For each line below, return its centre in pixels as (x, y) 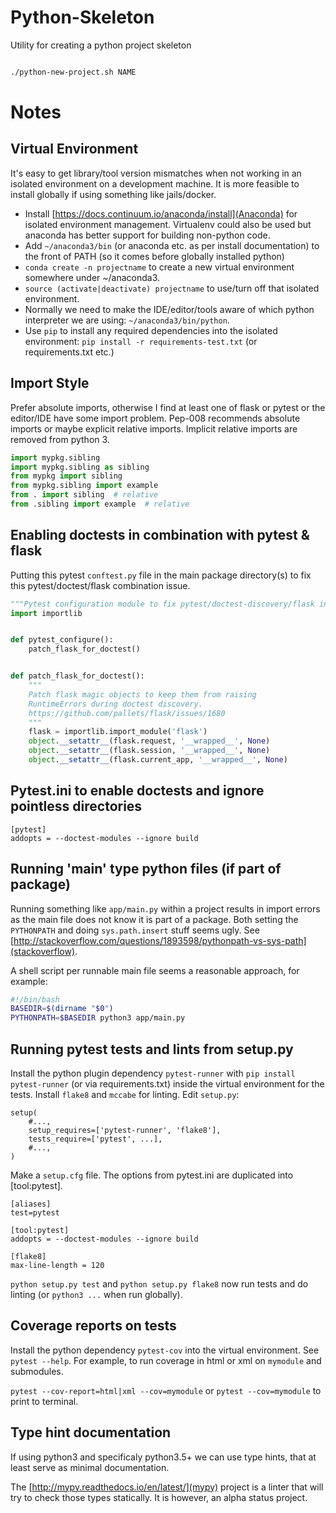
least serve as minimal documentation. (90, 1467)
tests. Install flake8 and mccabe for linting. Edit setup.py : (125, 1094)
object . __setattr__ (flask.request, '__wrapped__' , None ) (149, 741)
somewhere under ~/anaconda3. (92, 277)
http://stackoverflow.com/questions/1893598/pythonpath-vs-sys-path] (160, 940)
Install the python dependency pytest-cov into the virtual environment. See (165, 1350)
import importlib (46, 613)
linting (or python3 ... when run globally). (96, 1294)
